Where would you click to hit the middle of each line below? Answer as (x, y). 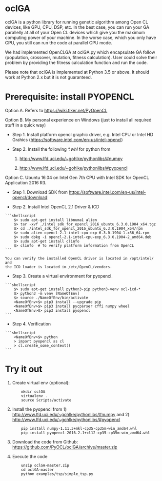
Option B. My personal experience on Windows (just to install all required (78, 120)
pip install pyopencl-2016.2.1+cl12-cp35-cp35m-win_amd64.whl (86, 433)
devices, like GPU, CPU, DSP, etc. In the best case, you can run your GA (77, 27)
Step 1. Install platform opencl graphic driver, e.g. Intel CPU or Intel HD (83, 134)
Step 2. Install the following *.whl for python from (61, 149)
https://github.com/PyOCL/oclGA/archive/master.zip (65, 447)
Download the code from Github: (45, 441)
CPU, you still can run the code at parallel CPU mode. (59, 42)
